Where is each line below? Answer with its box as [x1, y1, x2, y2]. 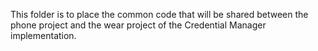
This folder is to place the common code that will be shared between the [10, 9, 309, 20]
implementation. [10, 30, 77, 41]
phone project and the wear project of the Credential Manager [10, 19, 267, 31]
